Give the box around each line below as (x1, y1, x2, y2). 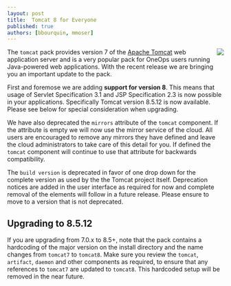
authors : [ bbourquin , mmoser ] (7, 29, 94, 36)
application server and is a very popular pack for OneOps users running (7, 56, 210, 64)
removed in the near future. (7, 272, 85, 280)
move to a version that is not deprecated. (7, 197, 124, 206)
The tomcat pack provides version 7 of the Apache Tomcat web (7, 48, 186, 56)
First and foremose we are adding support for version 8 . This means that (7, 83, 215, 91)
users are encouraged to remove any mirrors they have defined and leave (7, 133, 216, 142)
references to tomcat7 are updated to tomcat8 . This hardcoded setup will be (7, 265, 220, 274)
